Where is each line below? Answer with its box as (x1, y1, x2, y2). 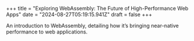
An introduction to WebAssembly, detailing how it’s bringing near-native (6, 23, 179, 29)
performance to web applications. (6, 28, 88, 35)
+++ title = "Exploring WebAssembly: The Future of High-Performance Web (6, 5, 189, 12)
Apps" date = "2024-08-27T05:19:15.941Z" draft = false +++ (6, 11, 152, 18)
